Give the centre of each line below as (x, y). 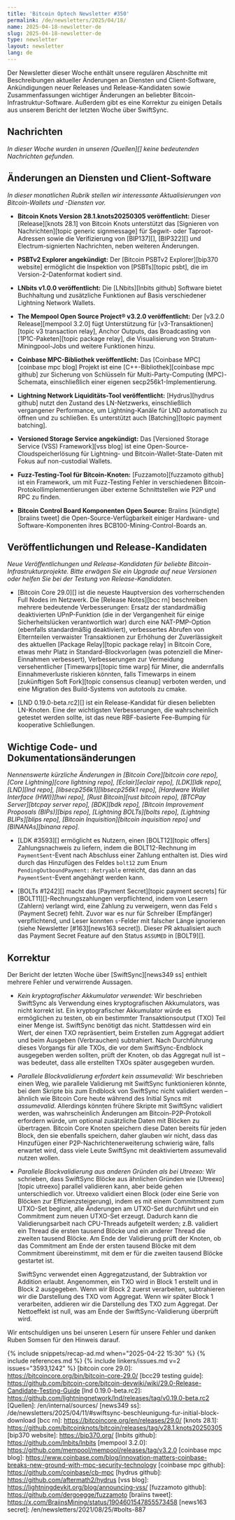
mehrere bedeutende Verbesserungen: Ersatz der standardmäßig (112, 607)
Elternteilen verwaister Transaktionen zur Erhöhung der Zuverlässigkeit (120, 637)
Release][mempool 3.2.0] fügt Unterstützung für (87, 323)
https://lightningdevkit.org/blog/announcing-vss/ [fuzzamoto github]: (107, 1487)
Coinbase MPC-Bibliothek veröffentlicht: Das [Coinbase (100, 359)
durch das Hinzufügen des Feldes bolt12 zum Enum (92, 863)
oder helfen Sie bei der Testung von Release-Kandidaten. (90, 579)
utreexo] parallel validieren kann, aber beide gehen (109, 1186)
